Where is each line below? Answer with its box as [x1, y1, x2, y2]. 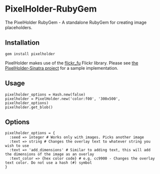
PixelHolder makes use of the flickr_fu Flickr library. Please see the [5, 60, 139, 66]
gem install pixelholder [5, 51, 55, 56]
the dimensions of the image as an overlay [5, 152, 95, 157]
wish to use [5, 143, 29, 148]
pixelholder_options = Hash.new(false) [5, 92, 86, 97]
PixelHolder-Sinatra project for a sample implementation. [5, 65, 118, 71]
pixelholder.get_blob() [5, 105, 53, 110]
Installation [5, 39, 40, 47]
